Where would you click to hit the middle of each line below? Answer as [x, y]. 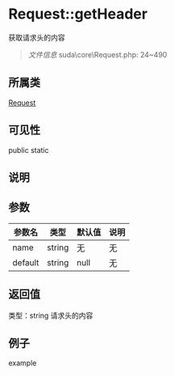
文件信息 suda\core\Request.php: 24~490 [98, 54]
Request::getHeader [78, 14]
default [26, 262]
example [23, 363]
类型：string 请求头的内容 [51, 315]
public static [29, 150]
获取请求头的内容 [37, 37]
